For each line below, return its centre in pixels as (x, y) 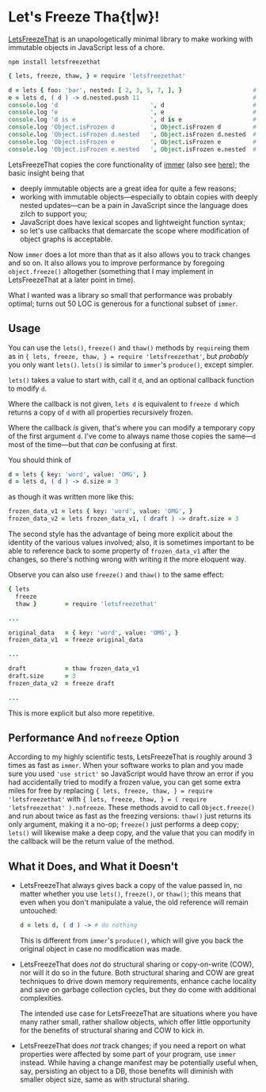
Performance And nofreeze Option (94, 738)
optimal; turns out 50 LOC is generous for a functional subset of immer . (123, 303)
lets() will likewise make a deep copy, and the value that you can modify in (131, 833)
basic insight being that (46, 173)
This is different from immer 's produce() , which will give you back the (131, 940)
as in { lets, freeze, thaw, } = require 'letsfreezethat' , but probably (129, 356)
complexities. (41, 998)
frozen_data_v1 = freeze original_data (76, 640)
